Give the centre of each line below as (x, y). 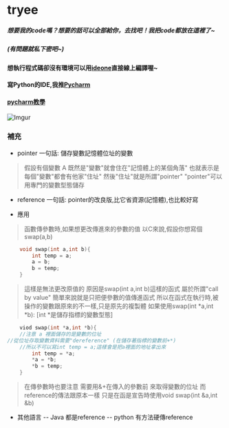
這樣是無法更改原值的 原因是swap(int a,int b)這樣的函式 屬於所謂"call (121, 289)
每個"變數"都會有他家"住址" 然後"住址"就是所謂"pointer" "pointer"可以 (123, 176)
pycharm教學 (26, 101)
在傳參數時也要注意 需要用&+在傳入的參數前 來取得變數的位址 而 (115, 387)
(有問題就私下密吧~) (36, 49)
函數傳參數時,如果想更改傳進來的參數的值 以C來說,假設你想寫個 (113, 229)
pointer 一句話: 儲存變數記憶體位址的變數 (75, 153)
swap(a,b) (38, 236)
